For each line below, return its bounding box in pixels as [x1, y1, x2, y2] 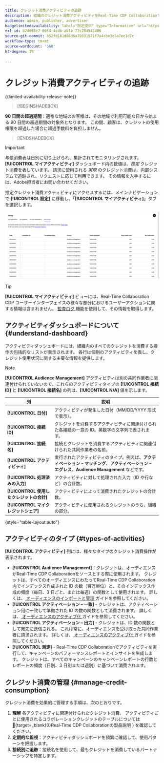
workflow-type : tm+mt [5, 39, 49, 44]
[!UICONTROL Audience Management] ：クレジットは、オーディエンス [12, 565, 156, 571]
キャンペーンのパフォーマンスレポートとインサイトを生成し [29, 650, 149, 656]
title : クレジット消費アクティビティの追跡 [5, 8, 82, 13]
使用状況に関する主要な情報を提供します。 [21, 355, 107, 361]
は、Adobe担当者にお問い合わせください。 [5, 179, 91, 185]
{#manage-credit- [70, 678, 127, 686]
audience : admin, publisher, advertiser [5, 18, 89, 23]
